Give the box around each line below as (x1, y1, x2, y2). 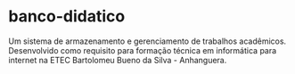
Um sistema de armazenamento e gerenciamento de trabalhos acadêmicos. (8, 36, 287, 46)
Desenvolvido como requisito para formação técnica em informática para (8, 45, 277, 55)
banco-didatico (8, 6, 126, 27)
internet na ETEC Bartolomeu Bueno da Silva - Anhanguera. (8, 54, 227, 65)
